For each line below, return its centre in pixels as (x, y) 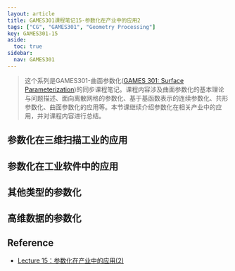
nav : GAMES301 (34, 60)
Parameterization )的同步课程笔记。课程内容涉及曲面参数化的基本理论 (124, 89)
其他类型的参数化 (44, 192)
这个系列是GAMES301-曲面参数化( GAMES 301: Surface (104, 80)
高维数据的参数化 (44, 219)
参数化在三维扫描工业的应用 (68, 140)
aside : (17, 40)
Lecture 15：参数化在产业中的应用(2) (71, 260)
